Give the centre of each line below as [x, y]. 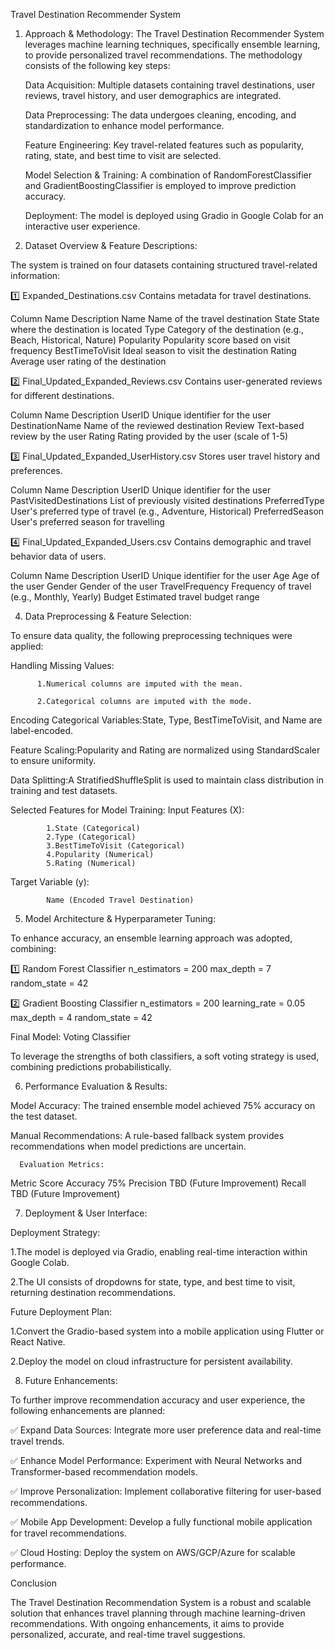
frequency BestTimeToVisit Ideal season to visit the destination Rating [153, 350]
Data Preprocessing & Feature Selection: [108, 616]
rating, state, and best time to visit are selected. [123, 155]
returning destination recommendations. [93, 1292]
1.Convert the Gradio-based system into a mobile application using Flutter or [167, 1331]
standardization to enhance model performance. [124, 125]
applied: [27, 646]
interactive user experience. [82, 226]
